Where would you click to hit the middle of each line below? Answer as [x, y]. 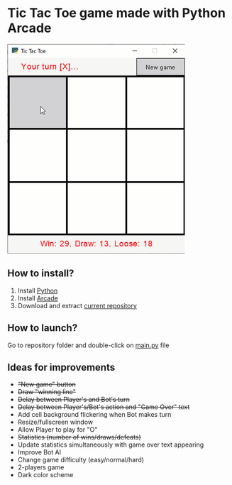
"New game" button [46, 384]
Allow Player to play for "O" [57, 430]
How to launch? [43, 328]
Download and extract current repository [77, 305]
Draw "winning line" [47, 392]
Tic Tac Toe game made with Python [116, 13]
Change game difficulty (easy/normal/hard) [81, 460]
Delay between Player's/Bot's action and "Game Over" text [104, 407]
